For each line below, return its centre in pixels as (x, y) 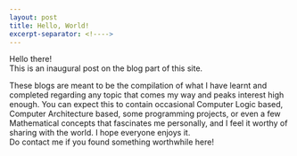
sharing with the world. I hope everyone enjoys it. (100, 133)
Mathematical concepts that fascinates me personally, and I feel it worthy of (148, 123)
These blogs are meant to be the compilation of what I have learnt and (138, 86)
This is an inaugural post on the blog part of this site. (106, 68)
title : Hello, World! (49, 26)
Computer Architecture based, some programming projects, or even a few (145, 114)
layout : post (33, 17)
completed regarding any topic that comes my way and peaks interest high (147, 95)
